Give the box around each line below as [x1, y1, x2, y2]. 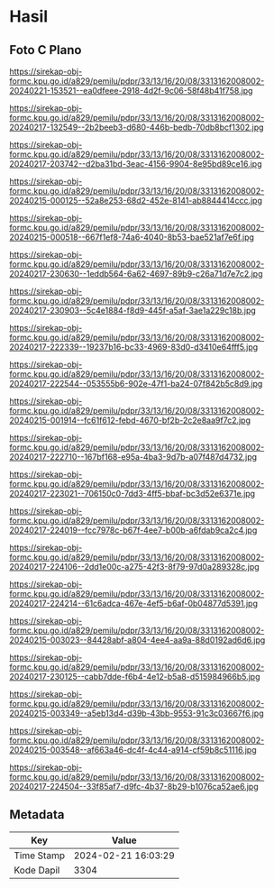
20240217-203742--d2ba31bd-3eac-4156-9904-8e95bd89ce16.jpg [9, 159, 263, 169]
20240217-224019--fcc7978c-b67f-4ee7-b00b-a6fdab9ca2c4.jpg [9, 525, 258, 536]
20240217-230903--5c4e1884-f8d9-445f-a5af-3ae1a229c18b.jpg [9, 305, 257, 316]
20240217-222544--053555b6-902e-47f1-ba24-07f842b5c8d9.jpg [9, 379, 263, 389]
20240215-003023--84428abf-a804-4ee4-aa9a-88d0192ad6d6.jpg [9, 635, 266, 645]
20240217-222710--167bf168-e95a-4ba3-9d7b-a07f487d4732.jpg [9, 452, 258, 462]
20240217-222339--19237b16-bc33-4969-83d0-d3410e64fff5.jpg [9, 342, 259, 352]
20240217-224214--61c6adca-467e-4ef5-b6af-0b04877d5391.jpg [9, 598, 259, 609]
